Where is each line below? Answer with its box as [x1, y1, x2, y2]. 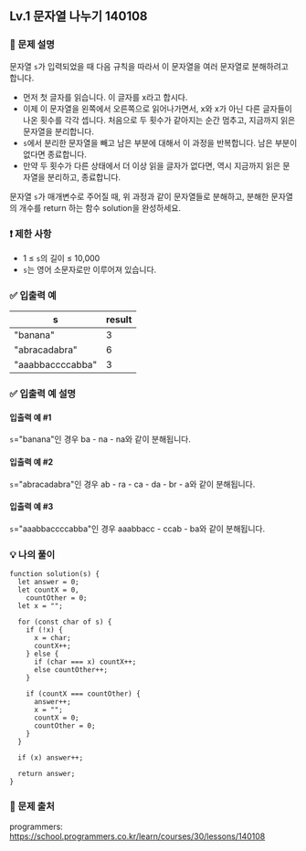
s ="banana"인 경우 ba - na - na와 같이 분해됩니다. [9, 434, 192, 445]
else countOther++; [33, 666, 108, 675]
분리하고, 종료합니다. [47, 172, 121, 183]
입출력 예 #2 [9, 457, 54, 468]
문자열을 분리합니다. [22, 126, 94, 137]
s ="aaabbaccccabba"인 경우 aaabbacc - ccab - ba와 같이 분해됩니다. [9, 523, 266, 534]
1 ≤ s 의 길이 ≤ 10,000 [22, 252, 100, 263]
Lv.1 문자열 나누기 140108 [9, 8, 148, 25]
